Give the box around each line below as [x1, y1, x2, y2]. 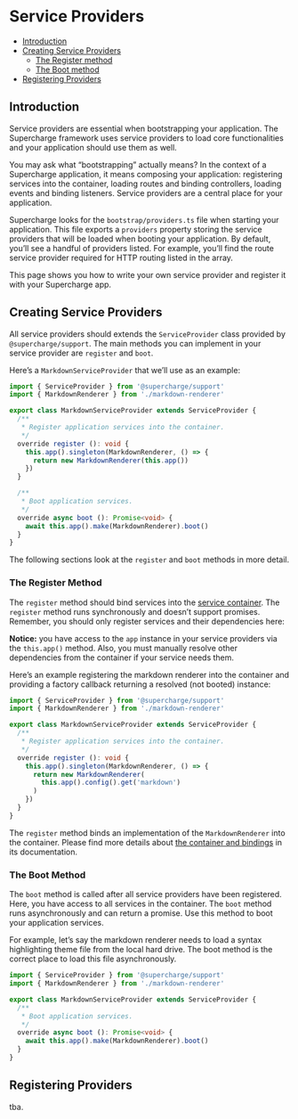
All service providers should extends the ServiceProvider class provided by [9, 328, 286, 339]
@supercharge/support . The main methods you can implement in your [9, 338, 262, 348]
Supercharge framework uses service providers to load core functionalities [9, 132, 285, 143]
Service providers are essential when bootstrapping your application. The [9, 123, 278, 134]
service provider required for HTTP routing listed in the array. [9, 252, 234, 263]
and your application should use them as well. [9, 142, 178, 152]
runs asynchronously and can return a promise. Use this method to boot [9, 908, 273, 919]
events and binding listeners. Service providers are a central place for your [9, 187, 283, 198]
